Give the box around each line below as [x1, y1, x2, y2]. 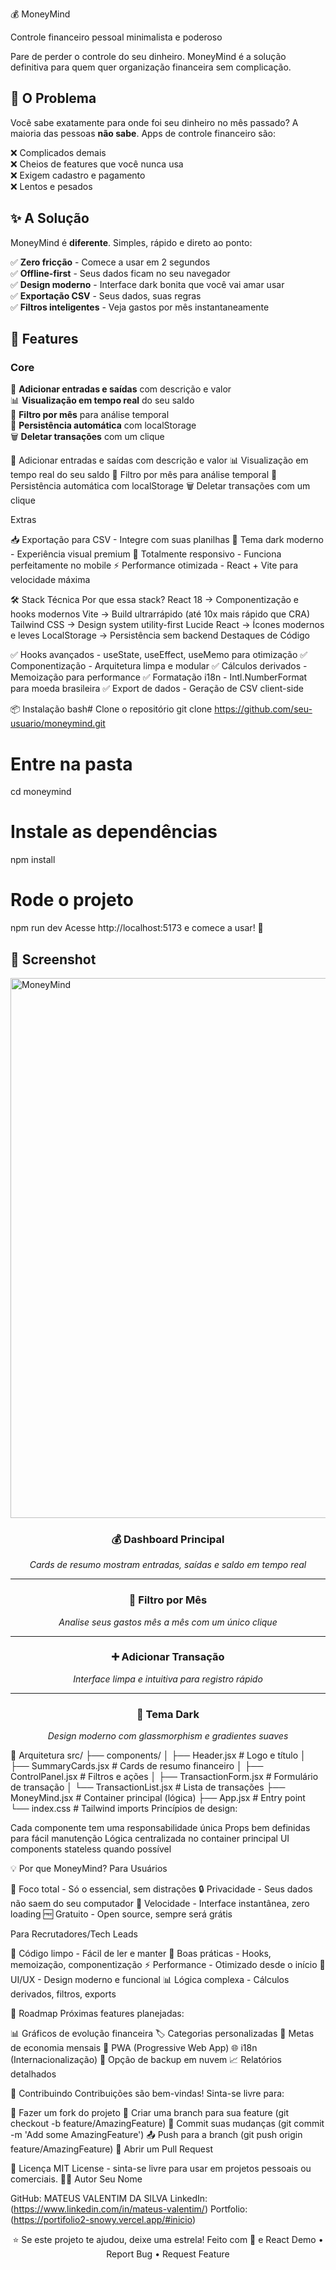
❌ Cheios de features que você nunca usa [10, 158, 184, 170]
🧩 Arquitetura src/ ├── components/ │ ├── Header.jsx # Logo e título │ [10, 1749, 307, 1762]
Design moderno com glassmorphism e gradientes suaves [47, 1730, 289, 1742]
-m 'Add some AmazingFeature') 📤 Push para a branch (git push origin [10, 2129, 303, 2141]
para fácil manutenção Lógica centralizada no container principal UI [10, 1833, 290, 1845]
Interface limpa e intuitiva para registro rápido [73, 1673, 263, 1685]
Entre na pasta [10, 753, 133, 775]
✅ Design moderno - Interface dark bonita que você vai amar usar [10, 278, 285, 290]
